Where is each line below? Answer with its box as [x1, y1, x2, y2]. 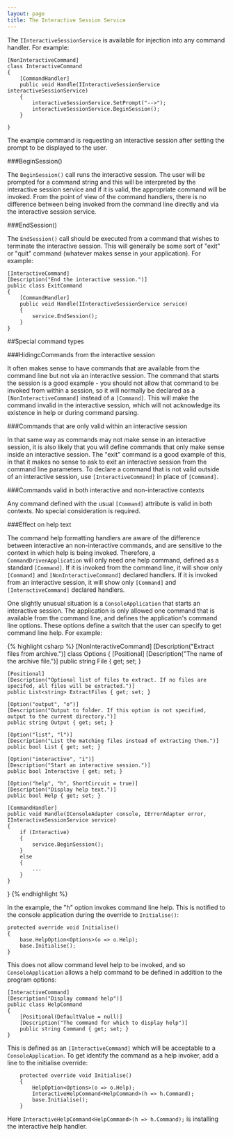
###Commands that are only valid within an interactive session [7, 422, 188, 430]
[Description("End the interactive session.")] [7, 276, 148, 283]
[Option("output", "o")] [7, 700, 79, 707]
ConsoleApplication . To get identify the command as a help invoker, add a [7, 1051, 219, 1059]
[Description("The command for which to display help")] [19, 1019, 188, 1026]
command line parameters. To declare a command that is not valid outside [7, 464, 220, 473]
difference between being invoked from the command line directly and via [7, 200, 219, 208]
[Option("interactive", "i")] [7, 755, 95, 762]
